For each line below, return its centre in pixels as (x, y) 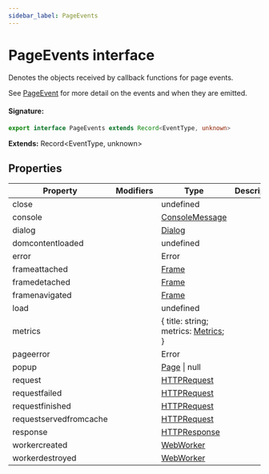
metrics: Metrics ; (193, 331)
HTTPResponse (191, 432)
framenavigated (42, 295)
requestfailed (37, 393)
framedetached (41, 282)
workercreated (40, 445)
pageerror (31, 354)
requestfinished (42, 406)
